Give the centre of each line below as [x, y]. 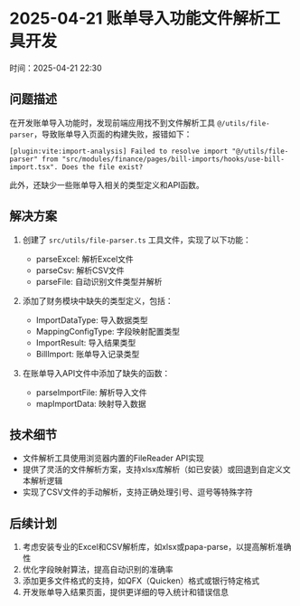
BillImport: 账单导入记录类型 [88, 354]
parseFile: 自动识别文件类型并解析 [99, 281]
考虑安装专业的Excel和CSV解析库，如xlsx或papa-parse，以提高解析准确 [157, 547]
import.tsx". [34, 167]
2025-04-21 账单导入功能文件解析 [137, 19]
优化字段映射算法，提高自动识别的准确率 [98, 570]
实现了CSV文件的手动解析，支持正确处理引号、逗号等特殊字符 [137, 492]
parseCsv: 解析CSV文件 [80, 270]
